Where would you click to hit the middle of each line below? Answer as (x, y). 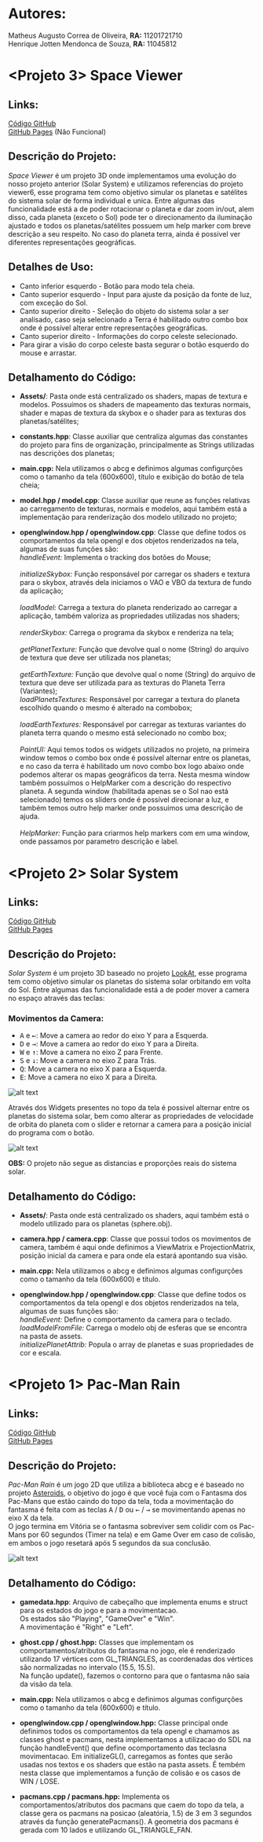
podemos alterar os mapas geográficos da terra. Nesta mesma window (135, 774)
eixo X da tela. (31, 1518)
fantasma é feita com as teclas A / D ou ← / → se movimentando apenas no (127, 1509)
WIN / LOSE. (40, 1781)
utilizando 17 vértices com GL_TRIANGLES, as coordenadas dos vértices (136, 1659)
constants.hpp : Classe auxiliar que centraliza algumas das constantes (134, 436)
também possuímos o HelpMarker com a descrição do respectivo (125, 783)
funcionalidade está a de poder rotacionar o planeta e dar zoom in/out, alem (131, 208)
